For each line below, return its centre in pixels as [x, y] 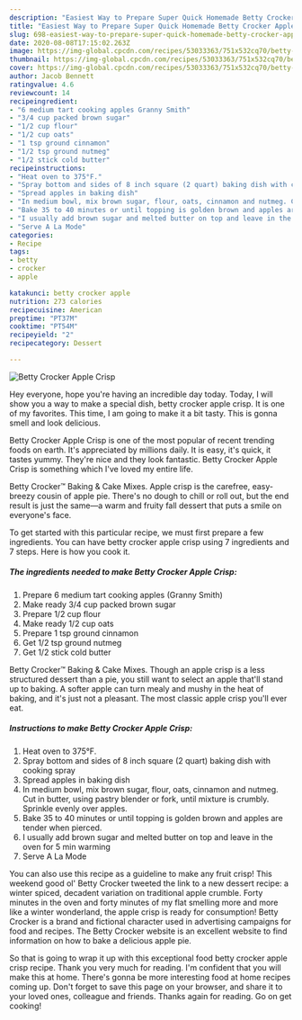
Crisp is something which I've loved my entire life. [101, 469]
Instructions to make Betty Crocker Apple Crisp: [101, 729]
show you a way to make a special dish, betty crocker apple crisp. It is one [147, 403]
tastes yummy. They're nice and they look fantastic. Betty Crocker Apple [143, 459]
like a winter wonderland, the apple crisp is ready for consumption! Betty [144, 912]
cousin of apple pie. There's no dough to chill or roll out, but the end [163, 496]
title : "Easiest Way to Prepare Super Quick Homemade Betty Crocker [140, 26]
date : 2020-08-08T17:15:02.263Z [70, 43]
